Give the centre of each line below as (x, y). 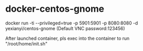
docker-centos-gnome (55, 9)
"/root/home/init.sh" (26, 43)
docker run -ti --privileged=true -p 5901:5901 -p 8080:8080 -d (72, 23)
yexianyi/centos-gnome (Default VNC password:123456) (65, 28)
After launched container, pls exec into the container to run (67, 38)
